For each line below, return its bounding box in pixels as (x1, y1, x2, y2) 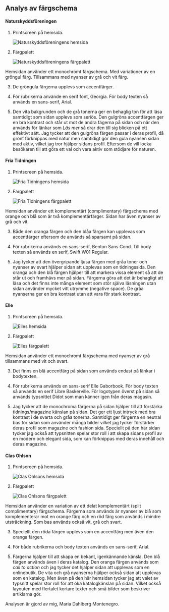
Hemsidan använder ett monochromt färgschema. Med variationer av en (5, 68, 155, 75)
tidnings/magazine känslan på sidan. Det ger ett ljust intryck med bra (12, 409, 156, 415)
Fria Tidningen (5, 157, 37, 163)
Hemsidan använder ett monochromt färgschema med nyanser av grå (5, 353, 150, 359)
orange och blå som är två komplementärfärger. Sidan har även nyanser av (5, 213, 161, 219)
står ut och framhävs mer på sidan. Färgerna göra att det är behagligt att (12, 274, 163, 281)
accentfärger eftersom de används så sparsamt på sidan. (12, 234, 132, 240)
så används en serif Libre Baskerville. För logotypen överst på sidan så (12, 388, 160, 394)
